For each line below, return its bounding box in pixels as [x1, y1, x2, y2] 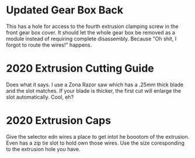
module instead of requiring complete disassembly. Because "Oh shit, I [6, 35, 177, 42]
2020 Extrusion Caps [6, 114, 112, 127]
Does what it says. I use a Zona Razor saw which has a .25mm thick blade [6, 81, 184, 88]
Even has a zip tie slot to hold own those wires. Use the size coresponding [6, 139, 185, 146]
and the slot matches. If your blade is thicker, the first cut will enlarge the [6, 87, 181, 94]
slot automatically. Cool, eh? [6, 93, 74, 100]
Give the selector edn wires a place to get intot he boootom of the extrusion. [6, 133, 190, 140]
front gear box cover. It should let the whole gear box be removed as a [6, 29, 175, 36]
